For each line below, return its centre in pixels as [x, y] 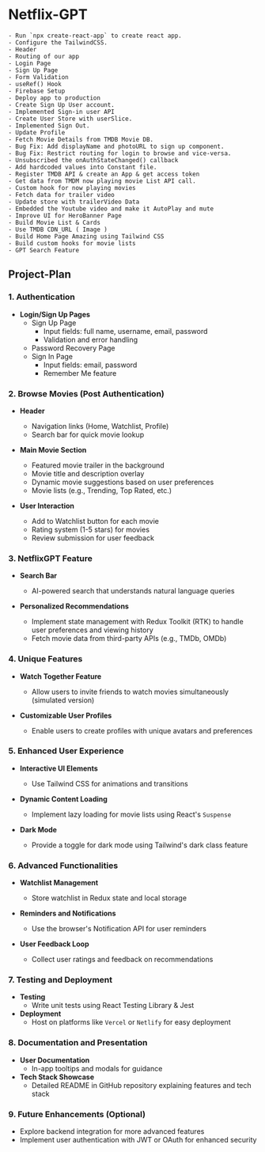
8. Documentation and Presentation [78, 1043]
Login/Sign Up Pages [55, 314]
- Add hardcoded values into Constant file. [83, 167]
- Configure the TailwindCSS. [58, 42]
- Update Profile [37, 132]
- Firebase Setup [37, 91]
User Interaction [47, 506]
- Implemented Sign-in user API [61, 112]
